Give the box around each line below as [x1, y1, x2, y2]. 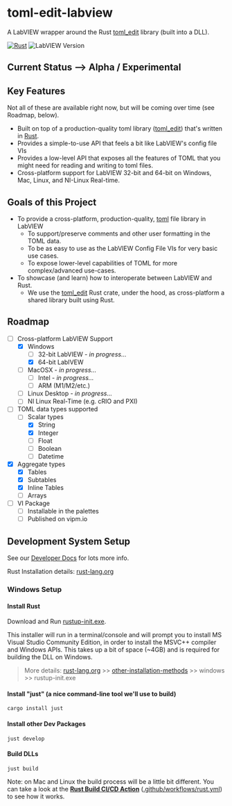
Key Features [7, 85, 66, 97]
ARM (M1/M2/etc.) [37, 381, 91, 390]
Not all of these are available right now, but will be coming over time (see [7, 104, 215, 112]
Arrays [27, 491, 47, 500]
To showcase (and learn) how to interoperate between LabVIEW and [17, 273, 213, 282]
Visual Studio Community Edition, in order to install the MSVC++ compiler [7, 638, 217, 647]
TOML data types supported [17, 405, 98, 413]
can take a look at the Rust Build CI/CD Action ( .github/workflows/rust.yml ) [7, 784, 223, 793]
